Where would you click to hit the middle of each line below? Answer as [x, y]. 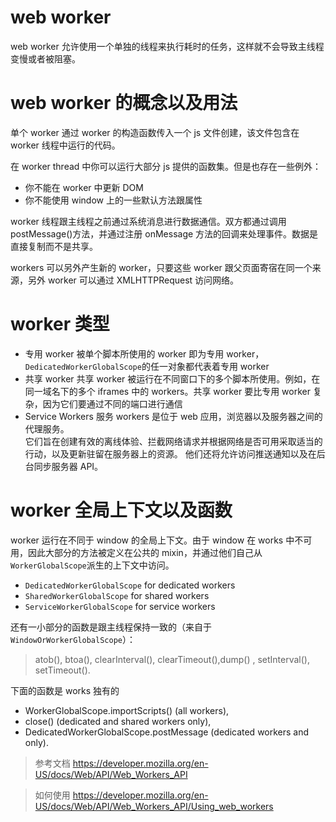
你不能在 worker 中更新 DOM [84, 187]
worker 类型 [60, 324]
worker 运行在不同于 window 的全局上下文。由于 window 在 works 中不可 [161, 540]
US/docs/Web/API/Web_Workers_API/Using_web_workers [154, 806]
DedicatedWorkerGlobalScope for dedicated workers [130, 585]
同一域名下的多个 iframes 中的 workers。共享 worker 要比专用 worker [167, 391]
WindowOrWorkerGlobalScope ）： [73, 639]
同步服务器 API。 [68, 466]
